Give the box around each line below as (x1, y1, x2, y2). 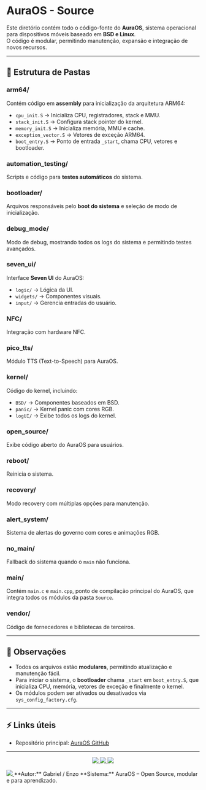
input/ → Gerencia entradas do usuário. (15, 299, 117, 306)
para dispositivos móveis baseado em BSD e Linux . (6, 30, 136, 37)
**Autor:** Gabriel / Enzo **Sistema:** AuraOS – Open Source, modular (13, 770, 198, 778)
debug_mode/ (6, 225, 49, 233)
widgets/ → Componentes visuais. (15, 292, 102, 300)
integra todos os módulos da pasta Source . (6, 594, 114, 602)
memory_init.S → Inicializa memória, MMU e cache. (15, 124, 145, 132)
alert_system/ (6, 515, 49, 524)
